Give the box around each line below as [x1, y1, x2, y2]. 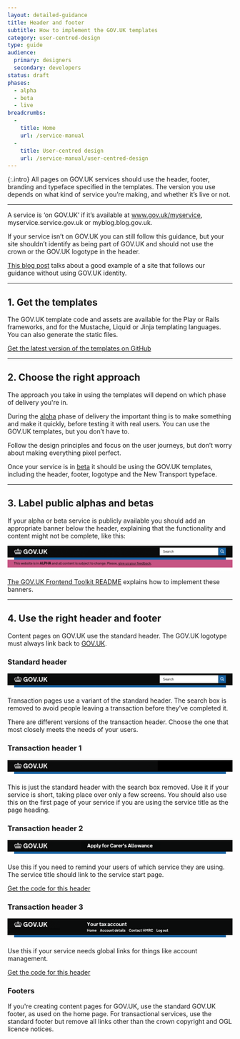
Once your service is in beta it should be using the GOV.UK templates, [7, 462, 213, 471]
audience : [7, 49, 37, 56]
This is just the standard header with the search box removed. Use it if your [7, 783, 229, 791]
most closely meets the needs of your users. [7, 726, 139, 734]
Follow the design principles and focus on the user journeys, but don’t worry [7, 441, 232, 449]
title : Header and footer [7, 19, 84, 26]
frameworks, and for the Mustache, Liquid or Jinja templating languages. [7, 323, 221, 331]
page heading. [7, 805, 50, 814]
